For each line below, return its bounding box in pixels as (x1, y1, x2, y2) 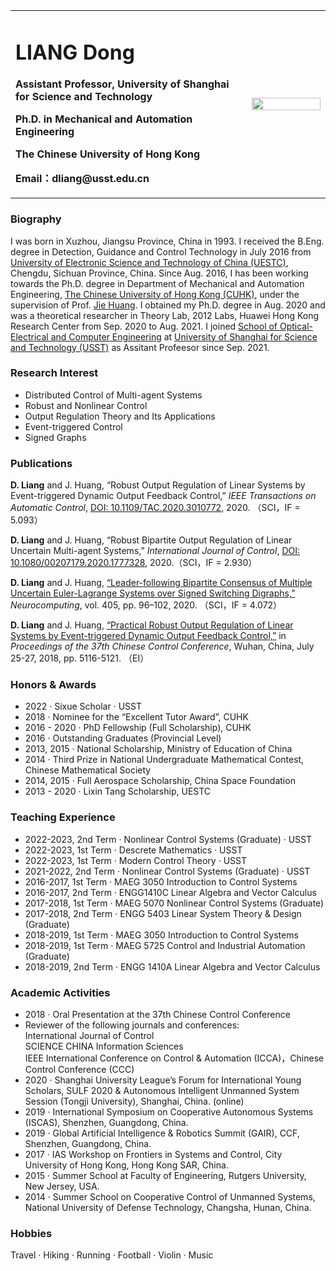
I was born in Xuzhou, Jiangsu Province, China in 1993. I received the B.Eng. (10, 235, 325, 247)
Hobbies (10, 1226, 53, 1240)
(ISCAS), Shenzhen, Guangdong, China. (24, 1117, 189, 1129)
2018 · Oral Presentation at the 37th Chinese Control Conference (24, 1009, 291, 1021)
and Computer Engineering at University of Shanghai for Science (50, 330, 318, 343)
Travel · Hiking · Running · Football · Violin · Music (10, 1249, 214, 1261)
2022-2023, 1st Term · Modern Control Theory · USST (24, 854, 247, 866)
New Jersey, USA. (24, 1180, 100, 1193)
